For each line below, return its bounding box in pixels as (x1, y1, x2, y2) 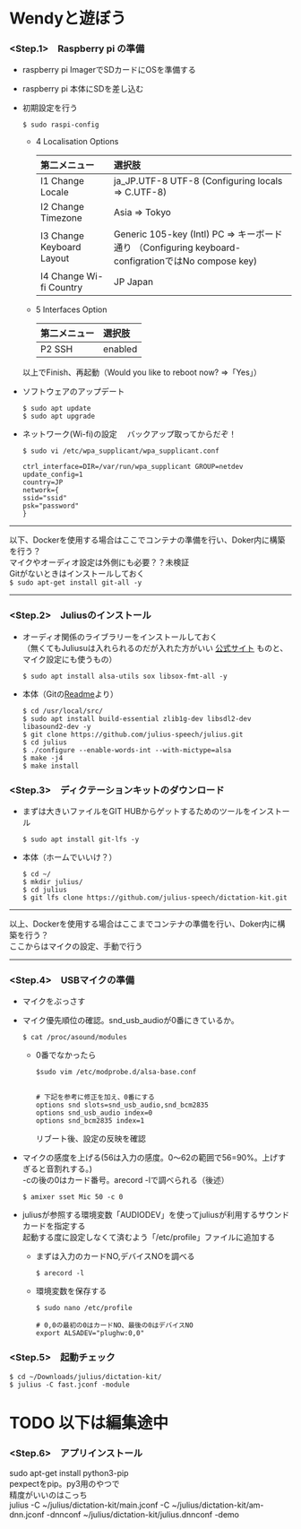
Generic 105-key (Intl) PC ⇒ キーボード (113, 228, 283, 240)
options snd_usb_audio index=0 (35, 1108, 153, 1117)
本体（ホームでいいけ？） (21, 852, 117, 863)
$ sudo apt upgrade (21, 412, 96, 421)
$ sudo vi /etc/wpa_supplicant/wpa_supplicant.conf (21, 447, 219, 456)
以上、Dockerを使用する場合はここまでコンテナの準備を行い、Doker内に (9, 918, 278, 929)
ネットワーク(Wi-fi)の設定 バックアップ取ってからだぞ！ (21, 429, 237, 439)
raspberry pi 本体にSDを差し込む (21, 83, 144, 94)
